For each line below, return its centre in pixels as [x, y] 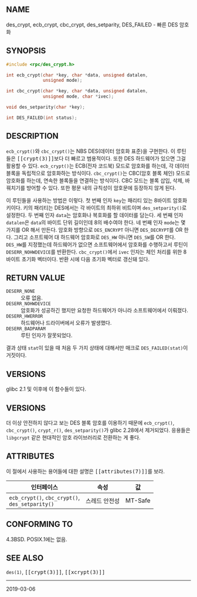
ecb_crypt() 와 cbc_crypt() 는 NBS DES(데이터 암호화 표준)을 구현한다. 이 [91, 151]
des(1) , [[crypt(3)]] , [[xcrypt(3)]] [56, 572]
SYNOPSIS [26, 51]
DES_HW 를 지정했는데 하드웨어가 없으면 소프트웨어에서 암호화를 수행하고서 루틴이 [97, 244]
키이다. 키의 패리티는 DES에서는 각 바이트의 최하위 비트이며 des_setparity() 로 [96, 208]
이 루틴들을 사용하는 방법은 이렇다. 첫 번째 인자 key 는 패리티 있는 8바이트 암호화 [97, 200]
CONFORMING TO [40, 524]
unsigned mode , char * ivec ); [79, 96]
